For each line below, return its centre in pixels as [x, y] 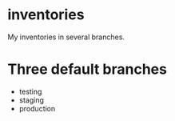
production [37, 108]
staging [32, 100]
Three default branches [87, 69]
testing [30, 91]
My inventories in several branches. [66, 37]
